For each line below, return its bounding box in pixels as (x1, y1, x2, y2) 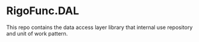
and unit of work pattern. (6, 30, 68, 37)
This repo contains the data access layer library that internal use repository (6, 24, 193, 31)
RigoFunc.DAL (6, 4, 80, 18)
